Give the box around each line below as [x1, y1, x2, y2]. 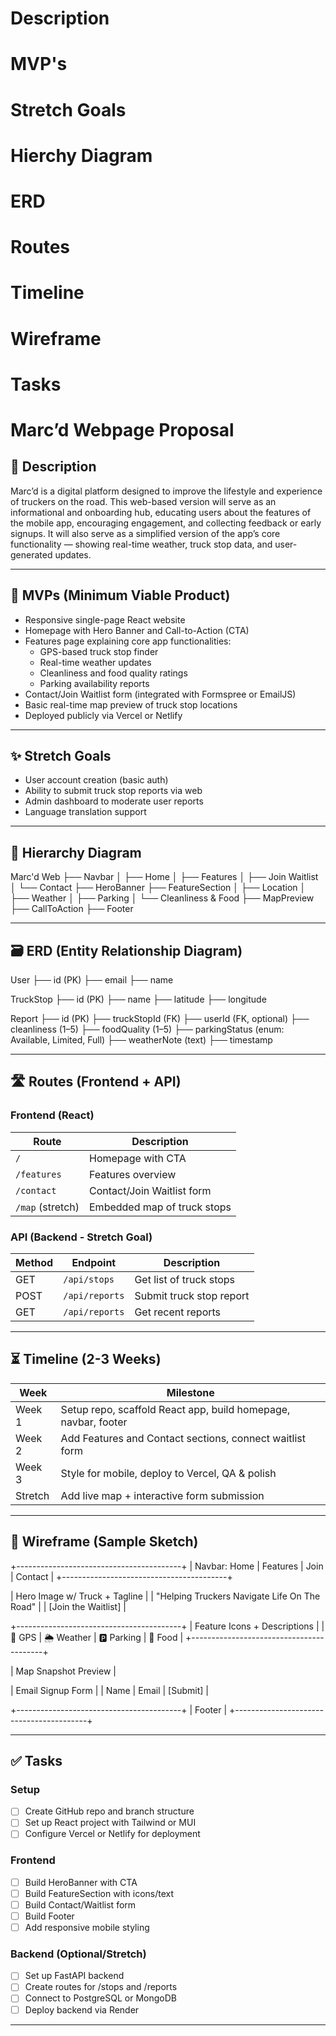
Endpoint [71, 1255, 117, 1269]
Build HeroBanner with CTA [24, 1876, 138, 1888]
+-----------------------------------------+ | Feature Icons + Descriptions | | [10, 1620, 325, 1632]
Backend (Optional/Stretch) [10, 1947, 147, 1961]
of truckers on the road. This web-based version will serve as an [10, 495, 277, 507]
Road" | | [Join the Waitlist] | [10, 1600, 127, 1612]
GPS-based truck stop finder [39, 645, 159, 657]
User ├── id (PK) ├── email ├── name [10, 973, 174, 986]
